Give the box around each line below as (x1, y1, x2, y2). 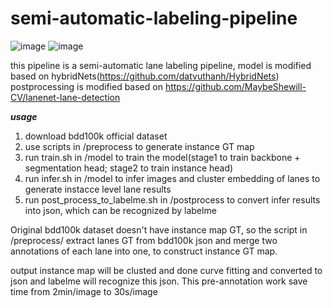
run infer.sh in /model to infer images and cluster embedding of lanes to (24, 172, 321, 184)
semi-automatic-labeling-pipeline (10, 7, 298, 30)
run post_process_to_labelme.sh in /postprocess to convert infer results (24, 193, 321, 206)
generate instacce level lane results (24, 183, 172, 195)
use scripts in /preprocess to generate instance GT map (24, 140, 255, 152)
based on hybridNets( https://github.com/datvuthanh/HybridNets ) (10, 70, 280, 82)
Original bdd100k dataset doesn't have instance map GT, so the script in (10, 223, 308, 236)
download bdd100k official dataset (24, 130, 168, 142)
